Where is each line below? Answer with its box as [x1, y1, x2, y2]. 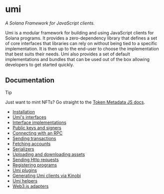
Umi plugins [12, 167, 37, 173]
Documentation [5, 76, 55, 84]
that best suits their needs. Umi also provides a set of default [5, 51, 131, 57]
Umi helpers [12, 177, 38, 183]
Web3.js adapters [12, 183, 49, 189]
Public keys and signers [12, 124, 61, 130]
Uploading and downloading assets [12, 151, 85, 157]
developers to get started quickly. [5, 61, 74, 67]
